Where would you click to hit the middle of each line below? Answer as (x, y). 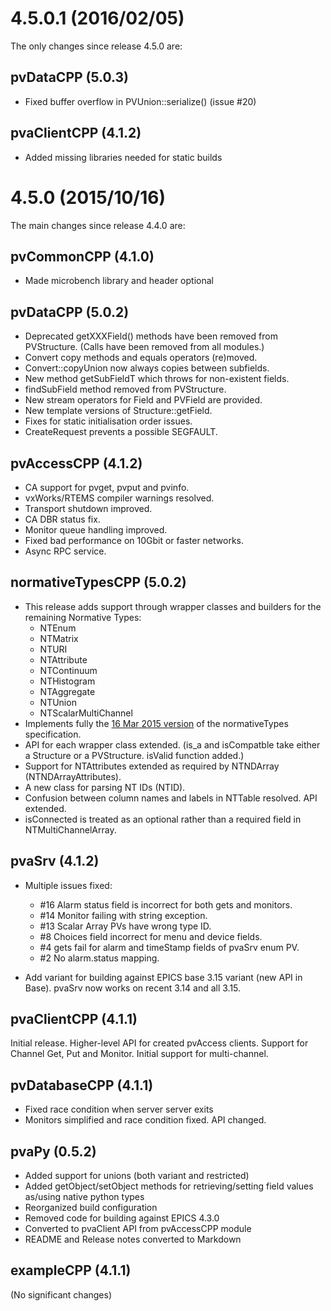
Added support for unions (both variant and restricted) (137, 1175)
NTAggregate (67, 691)
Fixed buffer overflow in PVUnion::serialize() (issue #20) (140, 101)
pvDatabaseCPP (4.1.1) (82, 1085)
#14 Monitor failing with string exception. (123, 915)
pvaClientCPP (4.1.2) (76, 133)
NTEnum (58, 628)
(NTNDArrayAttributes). (73, 776)
